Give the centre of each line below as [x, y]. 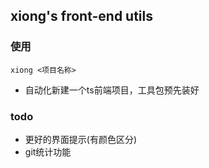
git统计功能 [48, 151]
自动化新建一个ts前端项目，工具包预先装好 [112, 90]
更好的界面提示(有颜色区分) [81, 139]
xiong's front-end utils [81, 16]
